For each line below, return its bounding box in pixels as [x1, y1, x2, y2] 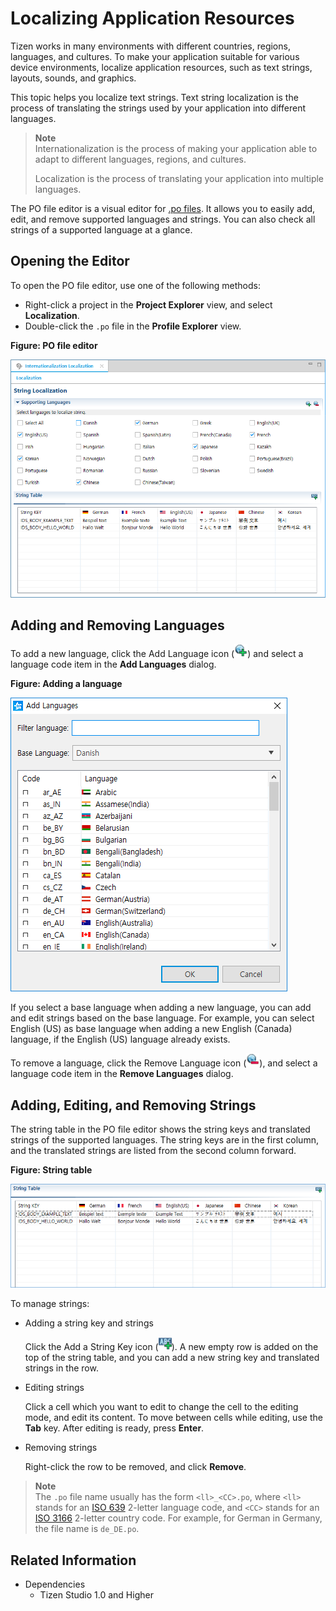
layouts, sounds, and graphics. [10, 72, 137, 84]
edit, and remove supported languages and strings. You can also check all [10, 213, 316, 225]
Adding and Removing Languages [10, 617, 225, 634]
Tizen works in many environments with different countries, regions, [10, 40, 291, 52]
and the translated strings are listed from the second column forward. [10, 1145, 297, 1157]
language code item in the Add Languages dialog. [10, 658, 217, 671]
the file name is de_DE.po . [34, 1523, 140, 1535]
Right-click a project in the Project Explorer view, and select [24, 298, 273, 311]
